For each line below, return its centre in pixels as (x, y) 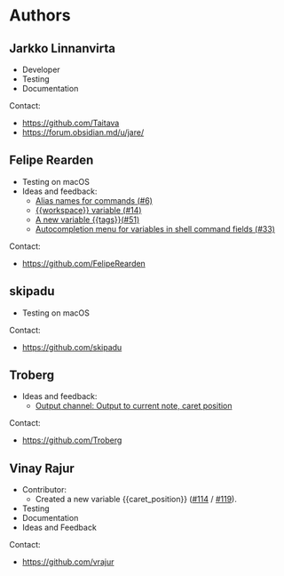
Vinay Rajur (42, 468)
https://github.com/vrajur (68, 562)
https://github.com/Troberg (72, 440)
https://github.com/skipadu (72, 347)
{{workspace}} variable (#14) (88, 210)
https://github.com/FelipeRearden (84, 263)
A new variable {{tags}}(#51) (87, 220)
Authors (40, 16)
